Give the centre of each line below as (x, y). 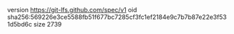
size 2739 (48, 24)
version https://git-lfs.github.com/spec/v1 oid (72, 10)
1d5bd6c (20, 24)
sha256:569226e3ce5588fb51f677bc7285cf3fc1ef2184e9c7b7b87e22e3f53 (117, 17)
